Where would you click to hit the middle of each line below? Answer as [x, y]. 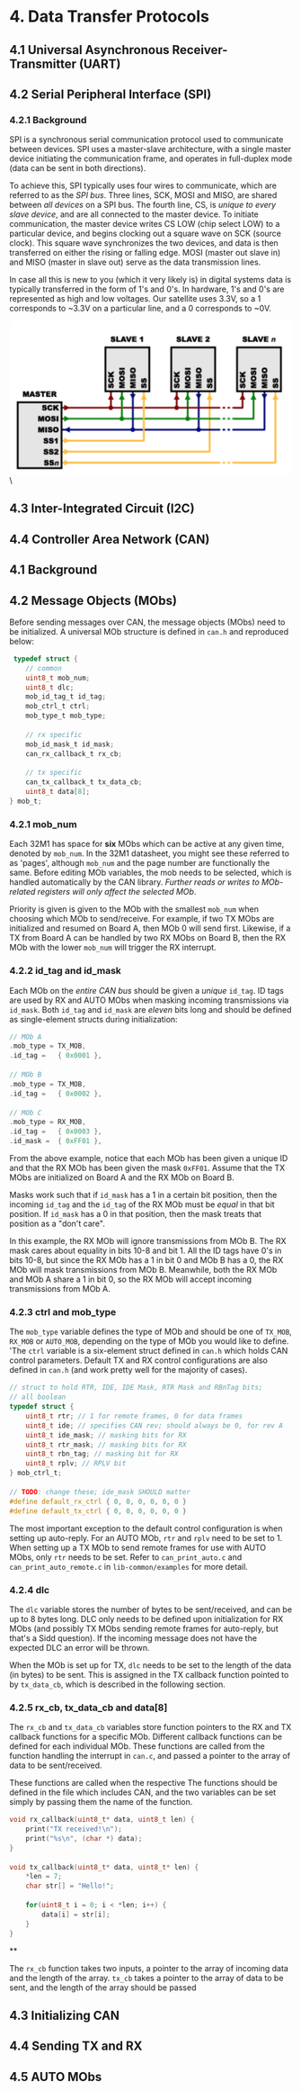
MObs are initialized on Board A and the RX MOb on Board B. [122, 1177]
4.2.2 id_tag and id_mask [65, 971]
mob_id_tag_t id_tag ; [66, 697]
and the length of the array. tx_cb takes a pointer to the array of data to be [146, 1978]
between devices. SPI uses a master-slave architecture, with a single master [150, 149]
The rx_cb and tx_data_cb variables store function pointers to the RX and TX [150, 1727]
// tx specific [54, 773]
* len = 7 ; [44, 1877]
